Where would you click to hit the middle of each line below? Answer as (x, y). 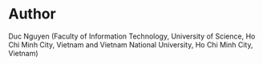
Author (32, 14)
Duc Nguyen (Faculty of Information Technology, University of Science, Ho (132, 36)
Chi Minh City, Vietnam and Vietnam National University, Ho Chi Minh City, (131, 44)
